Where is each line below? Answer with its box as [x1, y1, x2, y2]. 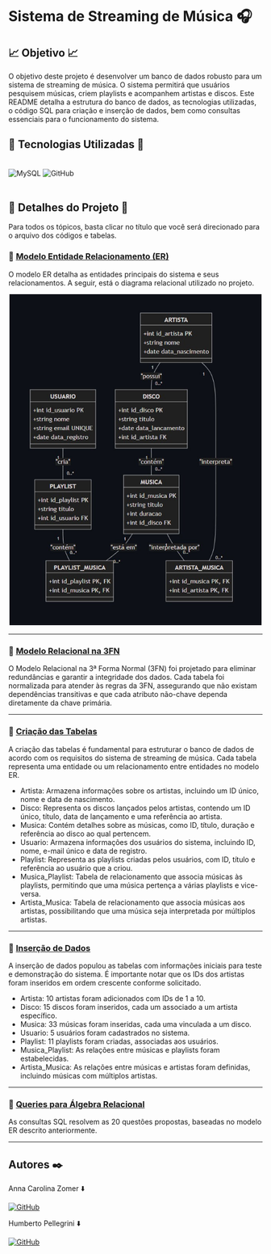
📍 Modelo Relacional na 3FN [8, 645, 120, 657]
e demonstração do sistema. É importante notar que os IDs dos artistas [8, 969, 244, 979]
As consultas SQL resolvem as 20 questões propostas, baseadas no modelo [8, 1117, 262, 1127]
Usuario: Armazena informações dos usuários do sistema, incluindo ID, [19, 837, 256, 847]
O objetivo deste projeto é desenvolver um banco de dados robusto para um [8, 71, 262, 81]
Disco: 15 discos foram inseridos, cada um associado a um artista [19, 1003, 238, 1012]
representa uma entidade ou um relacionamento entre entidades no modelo [8, 762, 260, 771]
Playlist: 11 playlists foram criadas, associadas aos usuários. [19, 1037, 219, 1046]
